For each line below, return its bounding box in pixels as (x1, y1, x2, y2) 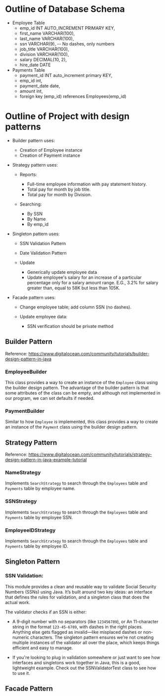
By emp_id (27, 221, 49, 227)
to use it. (12, 670, 31, 676)
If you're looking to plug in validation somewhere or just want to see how (12, 654, 161, 660)
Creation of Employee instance (19, 147, 82, 153)
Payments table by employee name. (5, 485, 76, 491)
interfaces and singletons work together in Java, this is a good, (12, 659, 141, 665)
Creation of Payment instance (19, 152, 81, 158)
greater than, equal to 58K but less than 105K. (27, 285, 121, 291)
